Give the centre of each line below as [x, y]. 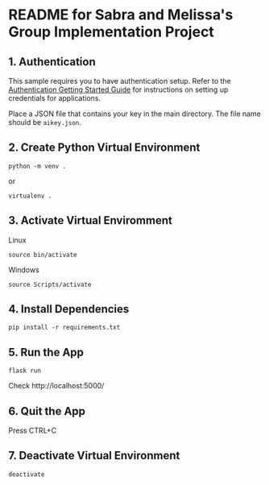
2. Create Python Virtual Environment [104, 148]
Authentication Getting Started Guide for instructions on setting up [118, 89]
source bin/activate [43, 255]
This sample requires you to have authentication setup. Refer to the [120, 81]
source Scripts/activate [50, 284]
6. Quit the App [47, 411]
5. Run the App [46, 352]
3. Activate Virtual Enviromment [91, 220]
